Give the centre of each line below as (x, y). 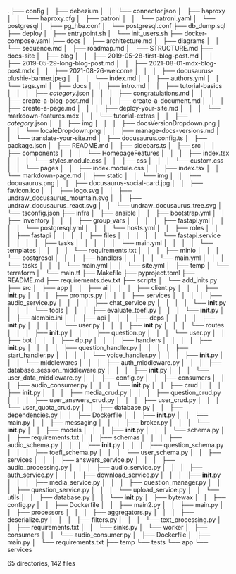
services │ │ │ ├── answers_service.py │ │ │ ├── (92, 460)
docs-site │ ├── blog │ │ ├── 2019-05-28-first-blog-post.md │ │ (110, 56)
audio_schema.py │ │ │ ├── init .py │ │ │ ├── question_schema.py (116, 445)
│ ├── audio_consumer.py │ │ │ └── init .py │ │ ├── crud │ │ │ (114, 385)
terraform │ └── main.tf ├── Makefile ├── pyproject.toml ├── (101, 273)
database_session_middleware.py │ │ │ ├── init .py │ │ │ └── (108, 370)
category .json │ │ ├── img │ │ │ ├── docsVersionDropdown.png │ (114, 123)
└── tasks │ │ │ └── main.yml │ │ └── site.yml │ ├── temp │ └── (118, 265)
